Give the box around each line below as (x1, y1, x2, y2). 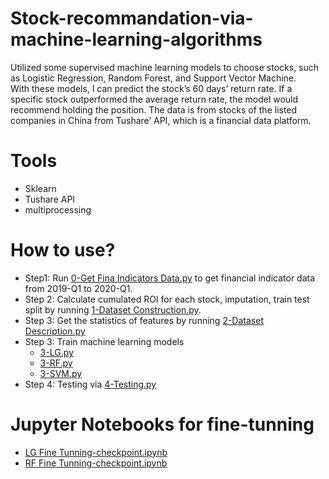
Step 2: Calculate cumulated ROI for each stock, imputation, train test (24, 293, 310, 305)
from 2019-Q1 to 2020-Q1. (24, 282, 133, 294)
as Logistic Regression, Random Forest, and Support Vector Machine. (10, 72, 297, 84)
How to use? (10, 239, 116, 262)
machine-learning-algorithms (10, 28, 263, 51)
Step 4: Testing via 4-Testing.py (24, 378, 157, 390)
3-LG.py (39, 346, 74, 358)
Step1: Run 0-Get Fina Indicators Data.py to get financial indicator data (24, 272, 316, 284)
